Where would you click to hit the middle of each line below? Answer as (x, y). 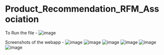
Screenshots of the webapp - (35, 42)
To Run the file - (21, 33)
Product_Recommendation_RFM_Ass (82, 9)
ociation (22, 19)
